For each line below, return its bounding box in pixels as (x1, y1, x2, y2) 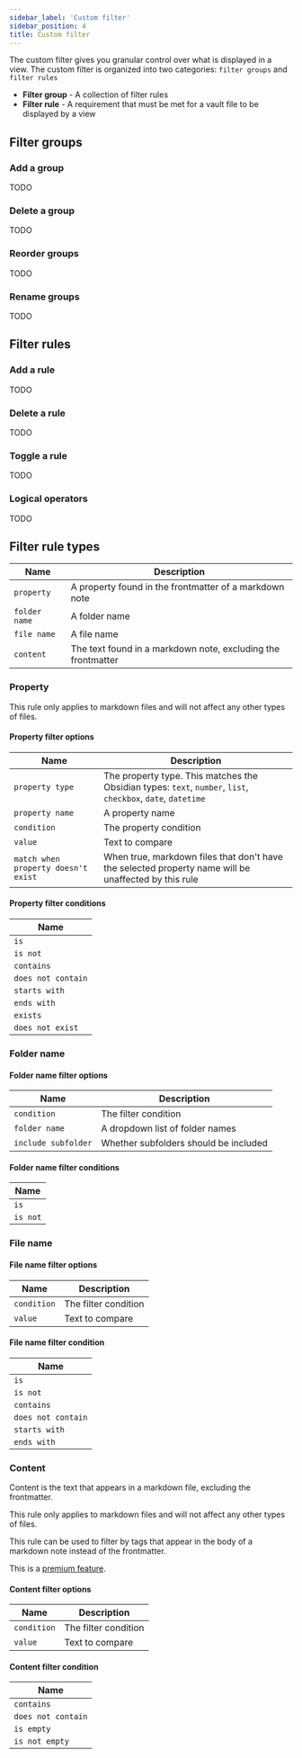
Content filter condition (9, 1661, 99, 1672)
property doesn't (13, 863, 88, 873)
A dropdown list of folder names (101, 1122, 236, 1135)
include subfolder (13, 1138, 93, 1148)
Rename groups (9, 290, 80, 302)
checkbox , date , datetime (102, 792, 206, 804)
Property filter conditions (9, 898, 106, 909)
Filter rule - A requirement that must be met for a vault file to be (22, 99, 259, 110)
